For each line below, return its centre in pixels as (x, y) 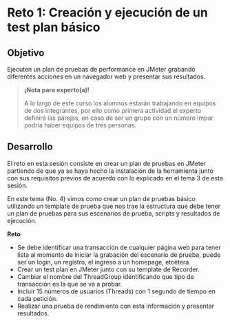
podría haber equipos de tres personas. (80, 125)
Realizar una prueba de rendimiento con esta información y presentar (116, 306)
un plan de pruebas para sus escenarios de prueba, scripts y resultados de (114, 213)
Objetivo (26, 53)
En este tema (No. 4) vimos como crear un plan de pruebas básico (102, 198)
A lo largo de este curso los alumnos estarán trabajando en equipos (120, 103)
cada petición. (37, 298)
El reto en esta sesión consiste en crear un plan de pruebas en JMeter (107, 163)
